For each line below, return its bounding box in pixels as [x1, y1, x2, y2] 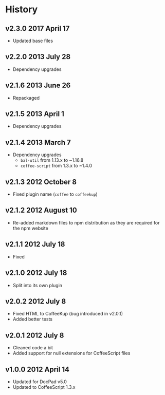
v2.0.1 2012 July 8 [5, 331, 64, 340]
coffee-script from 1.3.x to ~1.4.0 [20, 163, 93, 169]
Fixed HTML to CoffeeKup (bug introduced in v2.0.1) [12, 311, 123, 317]
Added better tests [12, 316, 53, 322]
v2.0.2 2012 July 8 [5, 297, 66, 306]
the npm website [12, 225, 49, 231]
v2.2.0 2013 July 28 [5, 52, 71, 61]
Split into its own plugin [12, 282, 63, 288]
